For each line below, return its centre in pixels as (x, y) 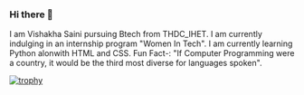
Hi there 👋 (32, 14)
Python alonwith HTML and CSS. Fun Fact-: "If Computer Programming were (152, 53)
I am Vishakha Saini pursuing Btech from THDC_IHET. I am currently (136, 34)
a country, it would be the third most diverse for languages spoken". (136, 63)
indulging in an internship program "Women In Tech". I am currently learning (151, 43)
